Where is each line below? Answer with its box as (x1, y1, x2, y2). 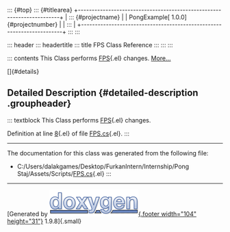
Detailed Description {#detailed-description (7, 87, 199, 99)
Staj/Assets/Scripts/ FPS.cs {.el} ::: (16, 169, 112, 177)
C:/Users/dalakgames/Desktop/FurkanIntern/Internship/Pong (16, 162, 190, 170)
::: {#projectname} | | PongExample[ (68, 13, 170, 21)
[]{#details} (7, 68, 40, 75)
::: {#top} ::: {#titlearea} (7, 6, 73, 14)
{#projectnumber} (7, 21, 58, 28)
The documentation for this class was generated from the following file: (7, 149, 209, 157)
